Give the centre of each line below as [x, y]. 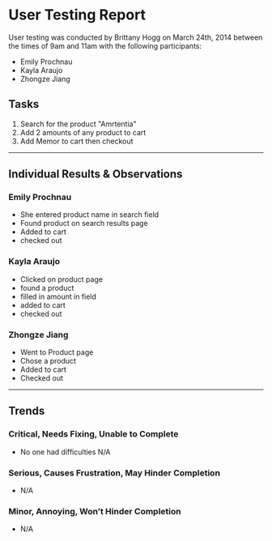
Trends [27, 411]
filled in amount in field [58, 296]
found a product [47, 288]
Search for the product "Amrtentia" [78, 124]
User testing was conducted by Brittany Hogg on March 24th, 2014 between [136, 37]
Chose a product [48, 361]
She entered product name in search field [89, 215]
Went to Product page [57, 352]
